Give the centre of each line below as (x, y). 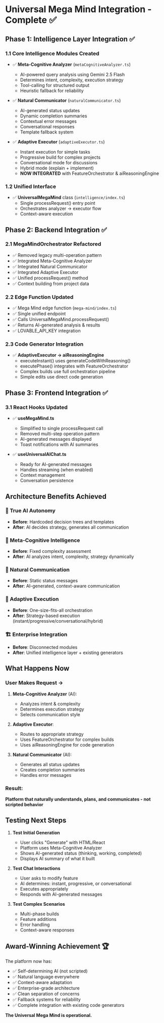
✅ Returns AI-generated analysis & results (56, 325)
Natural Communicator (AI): (42, 755)
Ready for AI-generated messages (56, 464)
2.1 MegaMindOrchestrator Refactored (53, 244)
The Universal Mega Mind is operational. (49, 1015)
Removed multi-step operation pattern (60, 434)
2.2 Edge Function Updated (39, 297)
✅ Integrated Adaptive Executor (45, 272)
